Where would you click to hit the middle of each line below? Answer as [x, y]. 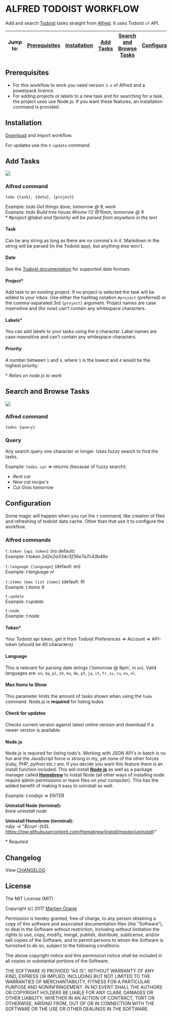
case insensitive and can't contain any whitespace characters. [71, 337]
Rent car [22, 477]
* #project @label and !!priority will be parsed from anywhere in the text [81, 217]
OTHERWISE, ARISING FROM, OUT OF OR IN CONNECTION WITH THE [80, 1003]
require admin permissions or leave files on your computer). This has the [82, 780]
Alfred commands [28, 540]
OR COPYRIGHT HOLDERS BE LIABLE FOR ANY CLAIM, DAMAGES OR [79, 992]
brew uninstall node [26, 811]
